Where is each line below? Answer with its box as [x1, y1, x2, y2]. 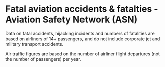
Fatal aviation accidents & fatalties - [5, 3, 158, 15]
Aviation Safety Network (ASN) [5, 14, 138, 25]
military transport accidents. [5, 41, 64, 47]
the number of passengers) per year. [5, 56, 81, 62]
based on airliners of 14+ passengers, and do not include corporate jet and [5, 36, 160, 42]
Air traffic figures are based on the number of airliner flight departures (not [5, 51, 160, 57]
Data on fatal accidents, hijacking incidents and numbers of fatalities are [5, 30, 155, 36]
